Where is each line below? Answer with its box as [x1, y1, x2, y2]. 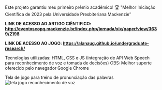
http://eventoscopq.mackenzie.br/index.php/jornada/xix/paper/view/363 [5, 26, 157, 31]
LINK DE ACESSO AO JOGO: [5, 41, 62, 46]
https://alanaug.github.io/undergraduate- [62, 41, 149, 46]
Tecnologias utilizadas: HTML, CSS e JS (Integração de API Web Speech [5, 55, 150, 60]
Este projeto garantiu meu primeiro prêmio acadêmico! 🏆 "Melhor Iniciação [5, 4, 156, 10]
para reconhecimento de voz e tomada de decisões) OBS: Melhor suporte [5, 60, 152, 66]
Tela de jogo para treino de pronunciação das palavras [5, 75, 114, 80]
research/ [5, 45, 25, 51]
